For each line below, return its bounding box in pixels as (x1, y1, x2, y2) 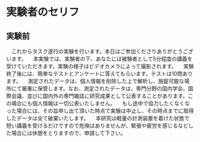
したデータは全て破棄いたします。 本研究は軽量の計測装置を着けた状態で (6, 115, 190, 122)
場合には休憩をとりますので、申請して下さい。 (11, 130, 126, 137)
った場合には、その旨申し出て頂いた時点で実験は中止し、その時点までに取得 (6, 108, 194, 114)
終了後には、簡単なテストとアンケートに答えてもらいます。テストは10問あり (6, 70, 193, 77)
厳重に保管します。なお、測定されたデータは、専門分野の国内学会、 (21, 85, 189, 92)
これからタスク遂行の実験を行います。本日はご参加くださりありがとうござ (11, 48, 193, 55)
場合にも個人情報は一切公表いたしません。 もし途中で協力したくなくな (11, 100, 190, 107)
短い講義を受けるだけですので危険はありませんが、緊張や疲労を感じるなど (6, 122, 189, 129)
